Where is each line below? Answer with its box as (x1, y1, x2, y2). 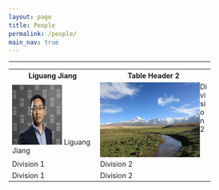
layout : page (8, 13, 52, 21)
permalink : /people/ (8, 30, 78, 38)
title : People (8, 21, 56, 30)
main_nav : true (8, 38, 59, 46)
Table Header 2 (127, 70, 181, 80)
